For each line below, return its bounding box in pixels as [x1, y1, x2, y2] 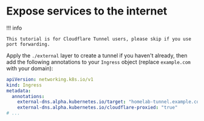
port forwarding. [6, 41, 50, 47]
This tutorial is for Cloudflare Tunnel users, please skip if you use [6, 36, 191, 42]
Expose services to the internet [6, 4, 168, 18]
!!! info [6, 24, 22, 31]
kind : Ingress [6, 82, 42, 88]
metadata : [6, 88, 32, 94]
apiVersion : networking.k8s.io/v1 [6, 76, 94, 82]
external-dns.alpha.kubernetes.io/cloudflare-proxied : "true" [17, 105, 178, 111]
